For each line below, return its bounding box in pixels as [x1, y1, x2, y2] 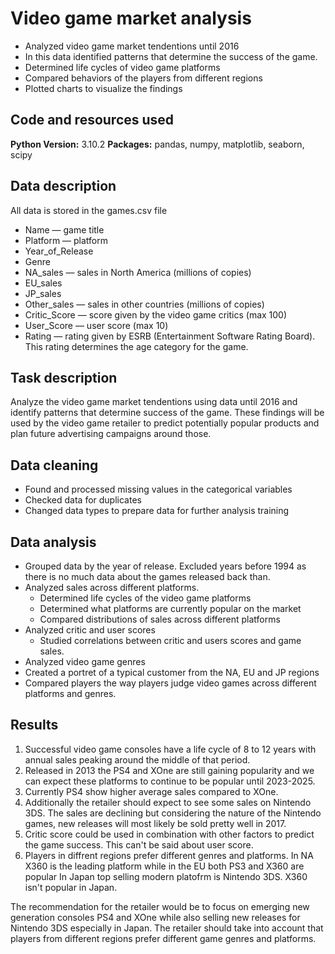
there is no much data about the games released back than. [24, 571, 271, 582]
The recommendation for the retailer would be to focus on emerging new [10, 900, 310, 912]
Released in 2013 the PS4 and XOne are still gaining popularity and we [24, 764, 315, 776]
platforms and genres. [24, 688, 117, 699]
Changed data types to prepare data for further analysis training [24, 505, 290, 517]
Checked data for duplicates [24, 494, 142, 506]
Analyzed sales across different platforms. [24, 582, 200, 593]
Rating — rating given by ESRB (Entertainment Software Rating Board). [24, 330, 316, 342]
